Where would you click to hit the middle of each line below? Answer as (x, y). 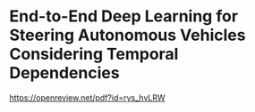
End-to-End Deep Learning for (124, 16)
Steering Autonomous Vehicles (127, 35)
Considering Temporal (94, 54)
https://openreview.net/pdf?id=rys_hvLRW (87, 97)
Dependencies (64, 73)
